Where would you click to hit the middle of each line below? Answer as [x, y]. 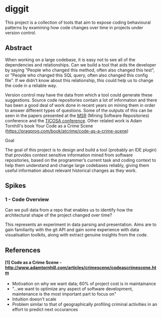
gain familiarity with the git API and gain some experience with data [72, 230]
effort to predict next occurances [45, 310]
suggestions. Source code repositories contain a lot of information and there [81, 100]
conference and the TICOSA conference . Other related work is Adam [74, 120]
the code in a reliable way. [31, 85]
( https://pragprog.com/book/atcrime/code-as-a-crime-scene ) [67, 131]
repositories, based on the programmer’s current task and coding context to [81, 160]
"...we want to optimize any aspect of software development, [73, 289]
